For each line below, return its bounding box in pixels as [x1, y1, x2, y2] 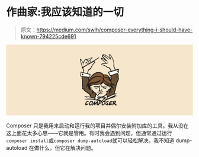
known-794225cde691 [20, 33, 76, 40]
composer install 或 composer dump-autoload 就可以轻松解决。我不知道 [6, 137, 175, 144]
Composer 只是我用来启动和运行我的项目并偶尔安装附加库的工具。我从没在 [6, 122, 189, 129]
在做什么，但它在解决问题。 [28, 144, 97, 151]
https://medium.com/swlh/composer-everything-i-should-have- [36, 26, 193, 33]
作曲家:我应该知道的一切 [6, 5, 124, 19]
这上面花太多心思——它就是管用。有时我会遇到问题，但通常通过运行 [6, 129, 172, 136]
